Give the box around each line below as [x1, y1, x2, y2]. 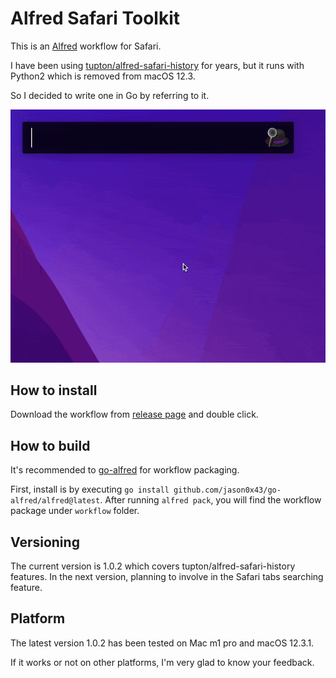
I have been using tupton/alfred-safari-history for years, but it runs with [10, 59, 305, 71]
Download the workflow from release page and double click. [10, 408, 259, 421]
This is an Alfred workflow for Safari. [10, 40, 162, 52]
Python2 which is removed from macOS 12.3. [10, 70, 196, 82]
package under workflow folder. [10, 505, 140, 517]
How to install [10, 382, 98, 399]
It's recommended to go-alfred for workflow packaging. [10, 464, 240, 476]
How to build [10, 437, 91, 454]
